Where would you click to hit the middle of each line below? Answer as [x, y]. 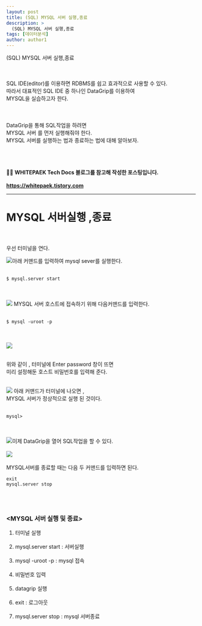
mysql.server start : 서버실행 [49, 547]
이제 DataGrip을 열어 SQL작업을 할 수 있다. [63, 441]
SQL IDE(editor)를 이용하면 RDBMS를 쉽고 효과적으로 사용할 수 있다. [87, 83]
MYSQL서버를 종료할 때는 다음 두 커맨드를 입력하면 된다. [72, 467]
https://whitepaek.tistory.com [45, 185]
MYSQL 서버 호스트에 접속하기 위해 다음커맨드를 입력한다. [81, 304]
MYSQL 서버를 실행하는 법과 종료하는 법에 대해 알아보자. [72, 140]
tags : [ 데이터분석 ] [28, 34]
